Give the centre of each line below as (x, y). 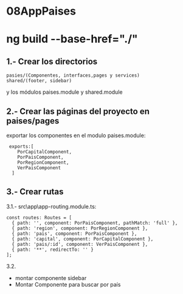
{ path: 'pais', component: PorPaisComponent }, (74, 233)
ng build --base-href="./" (72, 39)
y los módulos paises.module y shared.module (64, 92)
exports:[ (21, 147)
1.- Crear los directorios (52, 61)
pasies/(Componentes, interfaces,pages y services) (73, 75)
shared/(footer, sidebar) (39, 81)
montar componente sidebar (51, 278)
